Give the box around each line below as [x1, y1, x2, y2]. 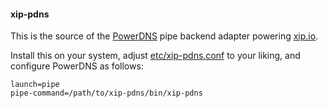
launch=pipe [10, 80, 60, 90]
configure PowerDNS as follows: [10, 60, 144, 72]
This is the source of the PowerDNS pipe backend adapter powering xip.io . [10, 30, 319, 42]
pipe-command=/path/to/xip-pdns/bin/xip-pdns [10, 88, 203, 99]
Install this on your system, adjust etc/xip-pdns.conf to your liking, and [10, 50, 301, 62]
